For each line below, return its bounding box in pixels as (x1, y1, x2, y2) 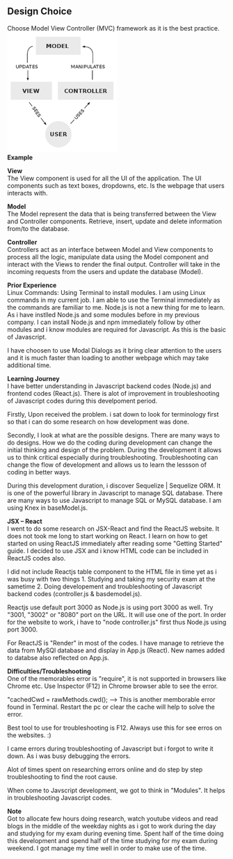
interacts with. (7, 189, 48, 197)
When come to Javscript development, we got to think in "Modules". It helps (7, 786, 225, 794)
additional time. (7, 361, 51, 369)
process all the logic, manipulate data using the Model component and (7, 253, 209, 261)
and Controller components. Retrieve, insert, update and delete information (7, 217, 223, 225)
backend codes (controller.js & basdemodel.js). (7, 590, 143, 597)
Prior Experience (7, 281, 57, 289)
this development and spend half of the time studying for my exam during (7, 837, 218, 844)
